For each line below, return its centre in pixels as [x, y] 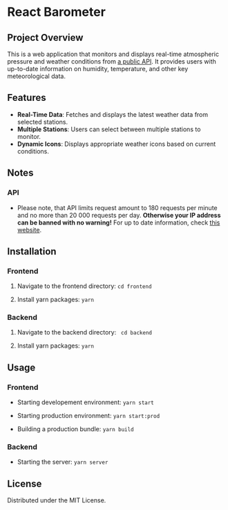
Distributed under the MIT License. [57, 500]
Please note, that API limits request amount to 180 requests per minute [117, 207]
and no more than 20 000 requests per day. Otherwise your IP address [119, 215]
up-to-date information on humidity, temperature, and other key [98, 69]
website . [29, 229]
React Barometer [56, 12]
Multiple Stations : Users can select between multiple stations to [109, 129]
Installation [32, 251]
